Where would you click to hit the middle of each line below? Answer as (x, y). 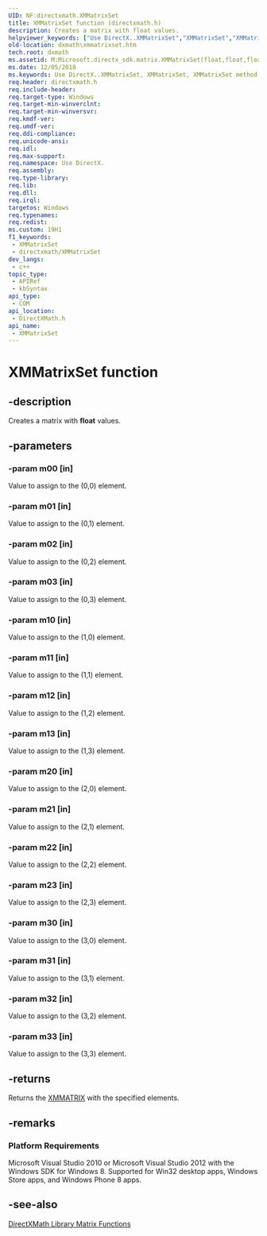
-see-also (33, 1205)
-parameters (40, 446)
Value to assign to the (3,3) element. (68, 1054)
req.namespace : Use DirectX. (56, 164)
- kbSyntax (29, 289)
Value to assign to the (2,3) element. (68, 902)
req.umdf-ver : (32, 126)
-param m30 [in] (41, 923)
